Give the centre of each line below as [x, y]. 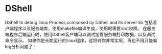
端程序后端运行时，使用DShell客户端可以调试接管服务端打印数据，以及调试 [80, 34]
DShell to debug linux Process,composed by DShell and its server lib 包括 [79, 22]
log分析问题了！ [21, 46]
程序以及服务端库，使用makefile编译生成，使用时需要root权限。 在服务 [85, 28]
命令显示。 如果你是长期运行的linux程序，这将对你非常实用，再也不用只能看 [81, 40]
